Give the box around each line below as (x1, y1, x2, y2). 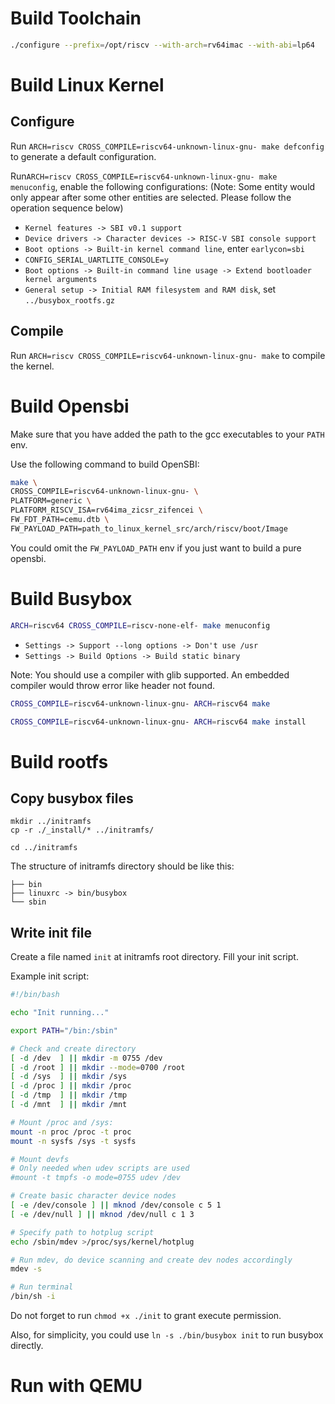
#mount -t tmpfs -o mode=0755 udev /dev (10, 1173, 182, 1183)
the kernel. (10, 360, 55, 372)
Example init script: (10, 970, 90, 982)
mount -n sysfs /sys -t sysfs (10, 1136, 137, 1146)
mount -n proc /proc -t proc (10, 1127, 132, 1137)
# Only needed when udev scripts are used (10, 1163, 190, 1174)
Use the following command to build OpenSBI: (10, 458, 200, 470)
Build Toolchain (10, 7, 142, 30)
